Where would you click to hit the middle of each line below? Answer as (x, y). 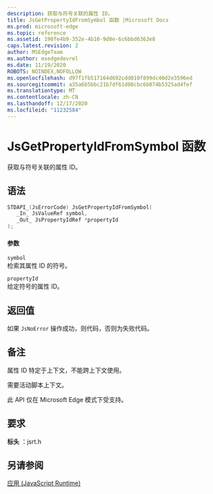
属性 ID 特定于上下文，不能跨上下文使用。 (66, 370)
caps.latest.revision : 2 (43, 46)
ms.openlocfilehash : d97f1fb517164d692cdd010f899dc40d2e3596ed (100, 78)
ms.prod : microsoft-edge (43, 26)
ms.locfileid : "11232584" (44, 110)
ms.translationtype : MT (41, 91)
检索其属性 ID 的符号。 (39, 266)
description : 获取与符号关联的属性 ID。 (60, 13)
